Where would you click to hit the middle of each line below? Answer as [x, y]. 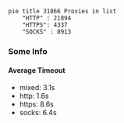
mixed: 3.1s [37, 88]
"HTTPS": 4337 [45, 25]
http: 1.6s [34, 96]
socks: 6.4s [38, 113]
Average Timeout [37, 70]
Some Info [28, 51]
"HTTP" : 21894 [47, 18]
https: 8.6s [37, 104]
